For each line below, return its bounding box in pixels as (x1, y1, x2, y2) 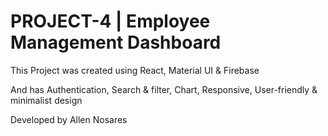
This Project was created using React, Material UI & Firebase (10, 64, 260, 76)
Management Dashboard (10, 31, 222, 54)
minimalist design (10, 94, 83, 106)
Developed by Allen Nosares (10, 113, 128, 125)
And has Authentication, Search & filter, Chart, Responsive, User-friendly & (10, 83, 318, 95)
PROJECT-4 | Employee (10, 10, 211, 33)
